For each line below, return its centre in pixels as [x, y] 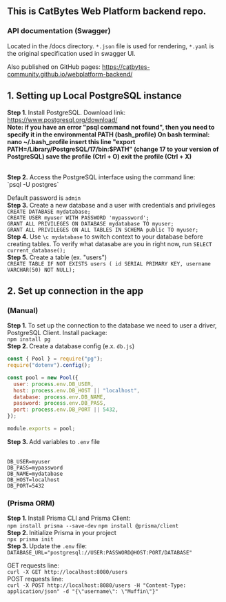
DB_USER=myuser [29, 461]
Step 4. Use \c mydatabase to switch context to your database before [105, 237]
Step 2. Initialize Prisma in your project [62, 533]
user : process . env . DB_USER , [54, 384]
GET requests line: [33, 565]
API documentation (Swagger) [59, 31]
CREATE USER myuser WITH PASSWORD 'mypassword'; [78, 218]
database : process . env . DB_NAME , [60, 397]
